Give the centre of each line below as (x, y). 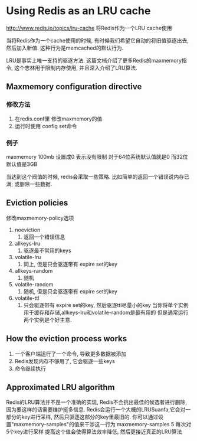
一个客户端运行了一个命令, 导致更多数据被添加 (70, 354)
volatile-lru (28, 257)
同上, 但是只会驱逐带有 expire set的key (70, 264)
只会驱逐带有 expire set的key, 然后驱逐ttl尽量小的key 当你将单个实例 (106, 305)
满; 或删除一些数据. (29, 184)
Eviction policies (37, 203)
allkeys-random (34, 270)
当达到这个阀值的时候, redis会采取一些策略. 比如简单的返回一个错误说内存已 (98, 177)
